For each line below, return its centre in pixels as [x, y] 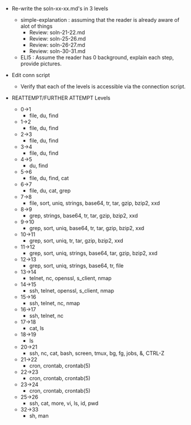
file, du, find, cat [49, 178]
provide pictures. [41, 64]
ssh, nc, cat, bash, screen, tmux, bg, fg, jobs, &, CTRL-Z [97, 353]
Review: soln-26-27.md [57, 45]
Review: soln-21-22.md [57, 32]
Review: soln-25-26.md [58, 39]
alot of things [36, 26]
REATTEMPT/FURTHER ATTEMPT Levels [61, 98]
